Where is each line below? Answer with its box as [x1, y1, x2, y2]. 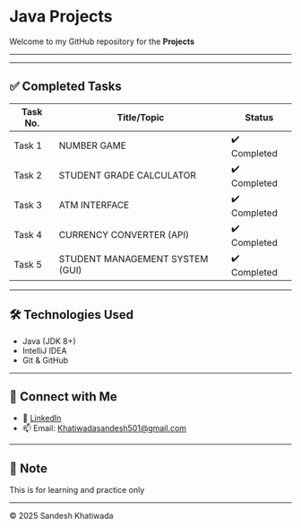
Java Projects [9, 6, 114, 27]
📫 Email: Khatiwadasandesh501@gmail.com [21, 423, 186, 434]
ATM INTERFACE [58, 199, 130, 212]
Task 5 [13, 259, 43, 271]
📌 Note [9, 461, 47, 476]
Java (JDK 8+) [21, 335, 76, 347]
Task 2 [13, 169, 43, 181]
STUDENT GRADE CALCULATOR [58, 169, 197, 181]
